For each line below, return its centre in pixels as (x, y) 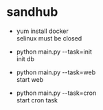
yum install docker (43, 31)
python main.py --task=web (56, 72)
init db (25, 58)
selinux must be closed (49, 38)
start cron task (37, 100)
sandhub (32, 12)
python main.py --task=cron (56, 93)
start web (30, 79)
